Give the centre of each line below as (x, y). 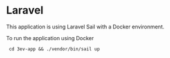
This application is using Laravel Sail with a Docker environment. (85, 27)
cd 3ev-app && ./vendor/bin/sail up (54, 49)
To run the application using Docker (50, 38)
